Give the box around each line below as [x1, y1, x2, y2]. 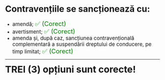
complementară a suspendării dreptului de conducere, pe [12, 40, 152, 47]
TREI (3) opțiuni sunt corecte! [5, 63, 136, 75]
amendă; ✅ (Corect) [12, 20, 66, 28]
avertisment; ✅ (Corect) [12, 27, 75, 35]
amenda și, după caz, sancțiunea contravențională [12, 35, 135, 41]
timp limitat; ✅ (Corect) [12, 47, 74, 55]
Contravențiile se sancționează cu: [5, 3, 150, 15]
